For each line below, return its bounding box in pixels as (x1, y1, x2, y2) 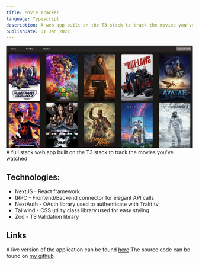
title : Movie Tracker (6, 9, 60, 15)
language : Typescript (6, 15, 60, 22)
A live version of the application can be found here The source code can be (6, 246, 191, 253)
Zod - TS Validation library (14, 213, 79, 221)
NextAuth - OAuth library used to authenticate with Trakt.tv (14, 200, 159, 207)
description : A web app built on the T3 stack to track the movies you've (6, 22, 195, 28)
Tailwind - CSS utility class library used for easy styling (14, 207, 149, 214)
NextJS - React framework (14, 188, 80, 195)
